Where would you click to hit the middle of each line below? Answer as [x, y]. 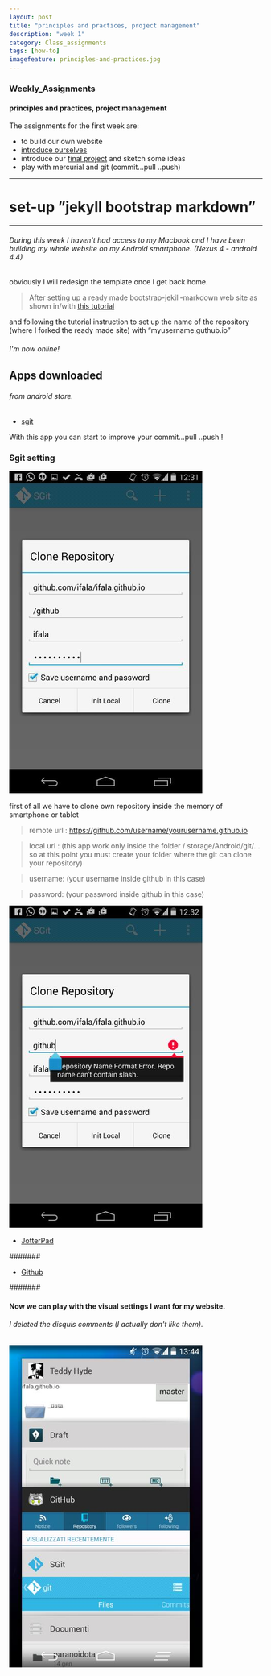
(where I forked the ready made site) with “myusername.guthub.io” [120, 330]
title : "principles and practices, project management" [105, 25]
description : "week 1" [47, 34]
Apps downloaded [56, 376]
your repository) [55, 863]
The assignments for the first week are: [74, 126]
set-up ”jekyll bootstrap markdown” [132, 207]
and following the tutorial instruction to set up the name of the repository [129, 322]
